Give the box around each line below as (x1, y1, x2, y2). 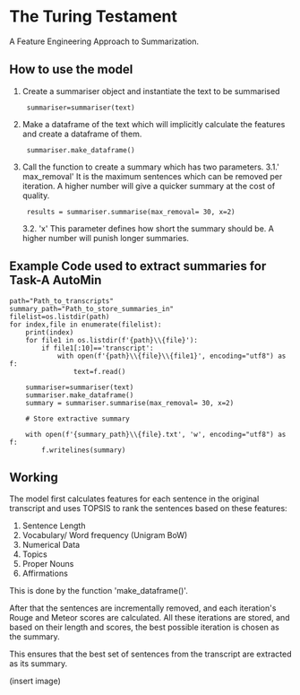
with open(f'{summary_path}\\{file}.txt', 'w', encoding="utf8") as (25, 430, 287, 439)
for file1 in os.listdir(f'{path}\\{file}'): (25, 335, 199, 344)
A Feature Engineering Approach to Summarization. (9, 36, 200, 47)
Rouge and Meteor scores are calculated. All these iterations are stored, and (9, 612, 290, 623)
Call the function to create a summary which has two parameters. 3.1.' (21, 161, 279, 172)
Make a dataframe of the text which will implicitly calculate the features (21, 118, 286, 129)
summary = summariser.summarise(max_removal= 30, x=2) (25, 398, 235, 407)
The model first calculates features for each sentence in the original (9, 493, 260, 504)
